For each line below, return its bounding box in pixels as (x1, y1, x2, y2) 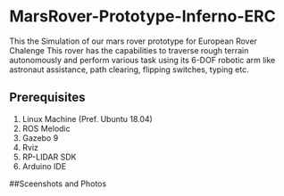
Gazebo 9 (21, 132, 59, 143)
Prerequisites (9, 90, 86, 105)
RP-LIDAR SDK (21, 151, 77, 162)
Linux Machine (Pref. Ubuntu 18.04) (21, 113, 154, 124)
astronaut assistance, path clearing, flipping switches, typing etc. (9, 64, 249, 75)
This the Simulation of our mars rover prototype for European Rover (9, 36, 257, 46)
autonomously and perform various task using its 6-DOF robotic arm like (9, 54, 276, 65)
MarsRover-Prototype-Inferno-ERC (9, 6, 276, 27)
